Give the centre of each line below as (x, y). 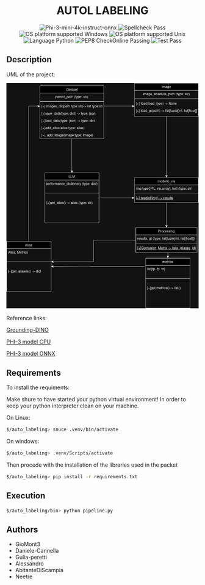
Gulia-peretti (31, 557)
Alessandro (29, 564)
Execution (26, 496)
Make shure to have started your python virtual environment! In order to (96, 400)
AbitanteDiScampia (39, 570)
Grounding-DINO (27, 330)
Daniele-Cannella (37, 551)
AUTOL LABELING (103, 11)
